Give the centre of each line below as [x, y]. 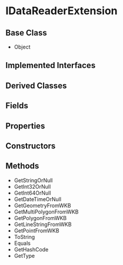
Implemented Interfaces [51, 65]
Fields [17, 106]
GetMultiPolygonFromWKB [46, 212]
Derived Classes [36, 85]
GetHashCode [31, 249]
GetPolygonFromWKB [40, 218]
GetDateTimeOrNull [38, 199]
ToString [24, 237]
